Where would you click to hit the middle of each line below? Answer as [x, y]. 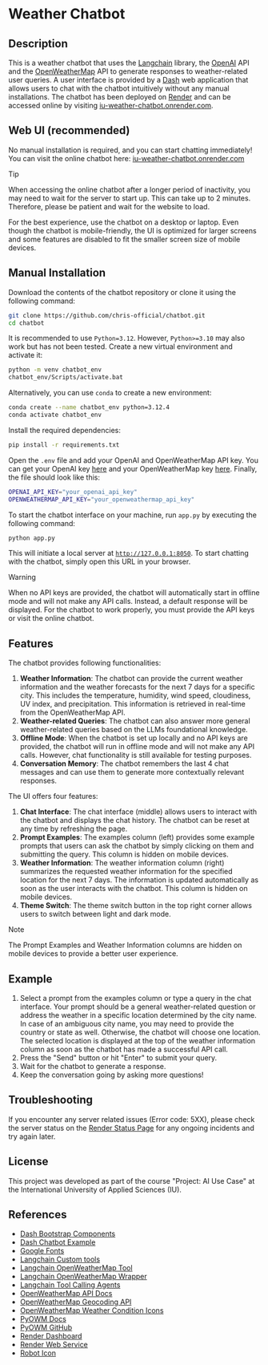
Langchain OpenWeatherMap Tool [76, 1268]
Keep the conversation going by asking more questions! [112, 1075]
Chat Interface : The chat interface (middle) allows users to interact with [138, 812]
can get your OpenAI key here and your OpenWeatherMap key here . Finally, [133, 468]
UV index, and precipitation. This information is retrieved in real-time [132, 704]
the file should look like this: [54, 477]
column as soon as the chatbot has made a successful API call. [124, 1049]
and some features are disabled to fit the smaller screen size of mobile [124, 239]
